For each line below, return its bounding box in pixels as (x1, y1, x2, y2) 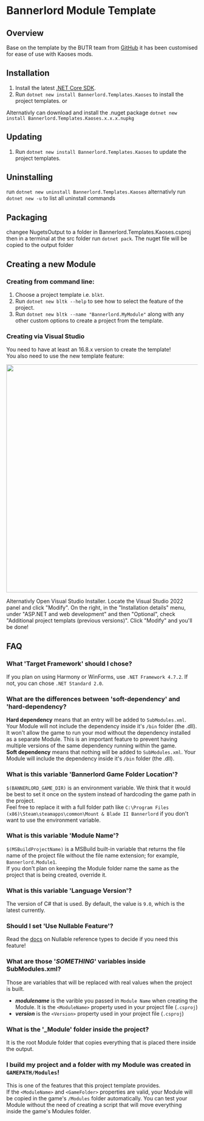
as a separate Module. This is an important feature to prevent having (6, 735, 178, 743)
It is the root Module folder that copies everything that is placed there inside (6, 1039, 196, 1046)
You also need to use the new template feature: (6, 352, 124, 359)
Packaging (6, 212, 47, 223)
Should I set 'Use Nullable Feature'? (6, 922, 114, 931)
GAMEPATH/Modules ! (6, 1068, 59, 1077)
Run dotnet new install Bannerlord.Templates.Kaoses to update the (15, 148, 187, 155)
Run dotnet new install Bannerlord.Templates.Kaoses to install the (15, 91, 184, 98)
